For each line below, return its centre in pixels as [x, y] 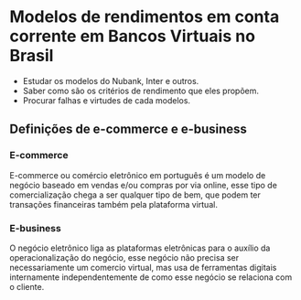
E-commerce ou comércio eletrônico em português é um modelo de [138, 175]
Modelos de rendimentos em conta [145, 17]
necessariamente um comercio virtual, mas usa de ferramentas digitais [143, 267]
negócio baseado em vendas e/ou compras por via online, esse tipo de [143, 185]
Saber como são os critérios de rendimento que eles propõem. [140, 91]
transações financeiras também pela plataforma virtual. [113, 204]
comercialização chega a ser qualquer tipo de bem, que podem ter [135, 195]
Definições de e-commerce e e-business [128, 129]
